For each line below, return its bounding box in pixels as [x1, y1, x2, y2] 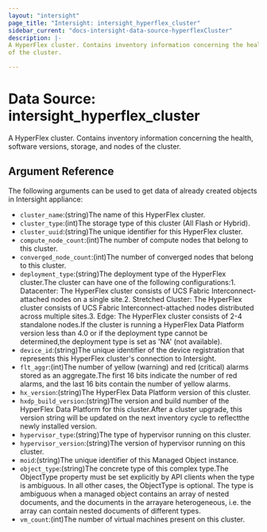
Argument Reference [8, 165, 114, 178]
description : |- [8, 33, 62, 42]
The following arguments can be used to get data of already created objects [8, 186, 257, 195]
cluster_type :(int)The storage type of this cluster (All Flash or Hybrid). [19, 218, 250, 228]
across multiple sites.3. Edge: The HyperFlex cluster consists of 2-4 [19, 311, 242, 321]
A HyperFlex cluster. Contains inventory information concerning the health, [8, 133, 253, 143]
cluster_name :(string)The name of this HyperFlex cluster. [19, 209, 206, 219]
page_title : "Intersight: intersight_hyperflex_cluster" [8, 19, 201, 27]
